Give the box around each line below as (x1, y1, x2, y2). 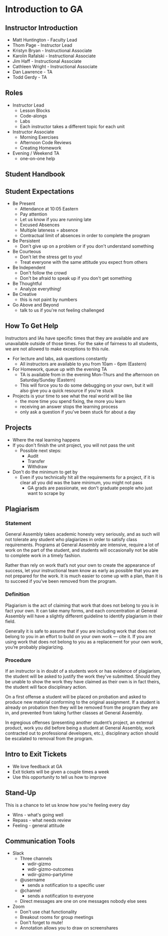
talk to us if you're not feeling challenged (19, 307, 104, 314)
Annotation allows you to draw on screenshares (19, 925, 118, 931)
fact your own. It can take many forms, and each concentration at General (5, 607, 157, 613)
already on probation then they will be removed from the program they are (5, 704, 158, 710)
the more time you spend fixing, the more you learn (19, 398, 126, 404)
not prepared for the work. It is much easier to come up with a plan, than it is (5, 573, 163, 579)
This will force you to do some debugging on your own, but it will (19, 382, 153, 388)
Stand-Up (5, 789, 36, 797)
